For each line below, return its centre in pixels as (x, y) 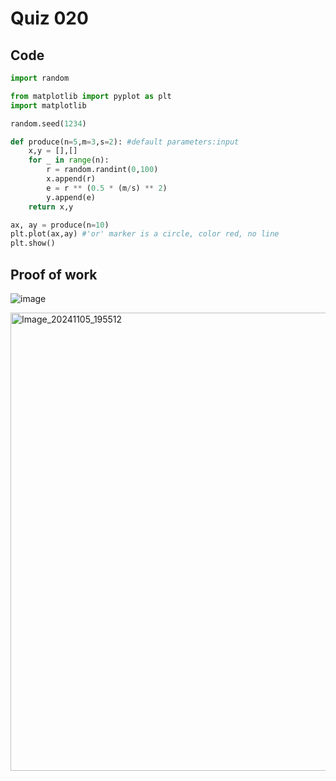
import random (40, 78)
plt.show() (33, 243)
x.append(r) (71, 179)
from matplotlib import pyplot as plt (91, 96)
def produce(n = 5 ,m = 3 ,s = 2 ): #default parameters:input (125, 142)
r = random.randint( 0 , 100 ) (102, 170)
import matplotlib (48, 105)
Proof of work (54, 274)
